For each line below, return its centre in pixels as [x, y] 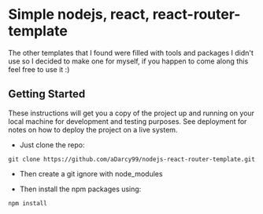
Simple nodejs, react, [79, 15]
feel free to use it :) [39, 69]
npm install [28, 203]
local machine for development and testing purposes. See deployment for [128, 121]
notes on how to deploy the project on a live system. [93, 129]
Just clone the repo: [52, 145]
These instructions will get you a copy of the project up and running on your [131, 113]
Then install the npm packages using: [80, 189]
